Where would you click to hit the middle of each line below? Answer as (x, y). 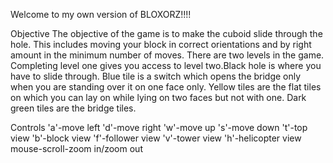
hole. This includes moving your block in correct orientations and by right (161, 44)
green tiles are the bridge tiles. (73, 108)
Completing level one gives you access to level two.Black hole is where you (166, 65)
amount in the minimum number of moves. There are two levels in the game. (167, 55)
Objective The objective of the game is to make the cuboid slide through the (166, 33)
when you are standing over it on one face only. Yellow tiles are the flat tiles (166, 87)
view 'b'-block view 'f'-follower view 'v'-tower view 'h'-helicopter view (156, 138)
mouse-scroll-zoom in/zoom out (76, 148)
